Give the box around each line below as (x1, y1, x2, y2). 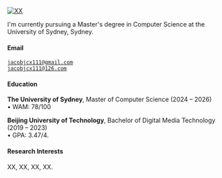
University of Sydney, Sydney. (7, 28, 94, 36)
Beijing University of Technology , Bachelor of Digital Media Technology (7, 116, 216, 125)
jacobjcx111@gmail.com (7, 59, 73, 66)
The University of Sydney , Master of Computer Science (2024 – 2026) (7, 95, 212, 104)
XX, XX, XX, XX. (7, 163, 54, 171)
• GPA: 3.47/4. (7, 131, 49, 140)
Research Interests (7, 147, 64, 155)
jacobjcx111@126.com (7, 65, 68, 73)
